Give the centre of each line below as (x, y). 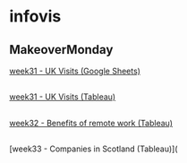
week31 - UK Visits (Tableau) (63, 97)
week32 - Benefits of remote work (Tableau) (91, 123)
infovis (35, 17)
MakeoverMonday (61, 50)
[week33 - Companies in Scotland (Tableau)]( (93, 149)
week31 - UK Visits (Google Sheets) (75, 71)
